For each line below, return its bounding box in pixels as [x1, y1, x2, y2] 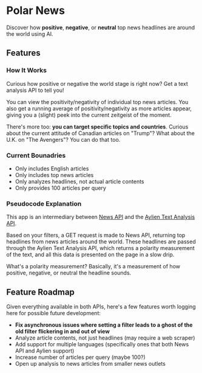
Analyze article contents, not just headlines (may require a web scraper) [15, 334, 195, 341]
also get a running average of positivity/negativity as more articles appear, [6, 105, 192, 112]
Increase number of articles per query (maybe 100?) [15, 354, 146, 361]
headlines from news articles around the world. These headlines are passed [6, 238, 196, 245]
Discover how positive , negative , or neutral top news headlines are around [6, 24, 195, 31]
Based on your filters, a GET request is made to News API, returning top [6, 232, 186, 239]
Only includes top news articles [15, 171, 94, 178]
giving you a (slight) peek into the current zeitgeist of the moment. [6, 111, 172, 119]
